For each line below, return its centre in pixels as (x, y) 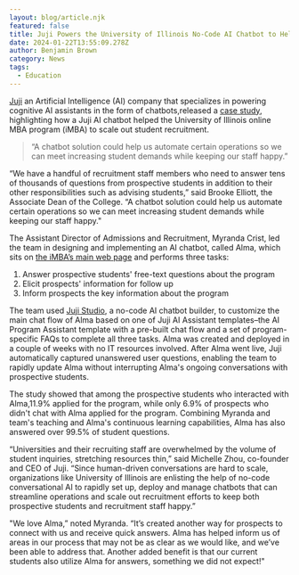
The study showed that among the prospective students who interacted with (149, 394)
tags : (19, 68)
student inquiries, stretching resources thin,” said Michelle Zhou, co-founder (149, 458)
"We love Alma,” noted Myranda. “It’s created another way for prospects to (146, 523)
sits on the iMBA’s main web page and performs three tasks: (119, 257)
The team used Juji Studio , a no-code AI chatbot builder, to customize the (145, 310)
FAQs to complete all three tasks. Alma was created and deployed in (165, 339)
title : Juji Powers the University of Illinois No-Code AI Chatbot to (143, 34)
